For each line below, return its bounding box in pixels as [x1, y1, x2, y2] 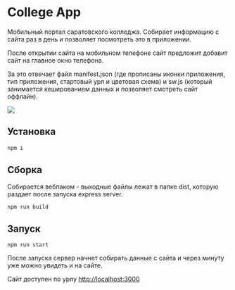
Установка [7, 126, 56, 138]
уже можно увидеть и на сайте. [7, 261, 103, 270]
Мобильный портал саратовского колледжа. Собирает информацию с [7, 27, 220, 36]
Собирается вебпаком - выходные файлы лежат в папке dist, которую [7, 182, 219, 191]
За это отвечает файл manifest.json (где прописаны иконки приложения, [7, 70, 226, 78]
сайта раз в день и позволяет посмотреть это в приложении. [7, 34, 192, 43]
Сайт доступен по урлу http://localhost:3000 [7, 275, 140, 284]
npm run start [7, 241, 49, 248]
